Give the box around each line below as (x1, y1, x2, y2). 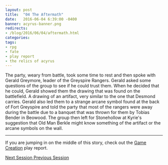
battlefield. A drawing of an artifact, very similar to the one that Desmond (5, 93, 156, 99)
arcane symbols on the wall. (5, 125, 63, 131)
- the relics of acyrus (5, 58, 55, 63)
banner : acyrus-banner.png (5, 21, 61, 26)
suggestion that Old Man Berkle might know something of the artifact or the (5, 120, 161, 126)
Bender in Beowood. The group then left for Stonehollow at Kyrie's (5, 114, 142, 120)
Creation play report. (5, 145, 48, 151)
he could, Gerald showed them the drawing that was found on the (5, 88, 140, 94)
